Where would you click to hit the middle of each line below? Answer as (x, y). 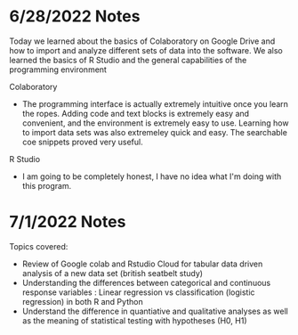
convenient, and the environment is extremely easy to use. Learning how (155, 123)
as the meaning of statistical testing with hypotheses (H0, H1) (134, 320)
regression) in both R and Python (83, 301)
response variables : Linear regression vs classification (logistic (138, 292)
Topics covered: (39, 246)
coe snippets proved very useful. (83, 142)
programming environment (58, 69)
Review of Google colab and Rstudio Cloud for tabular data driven (142, 264)
